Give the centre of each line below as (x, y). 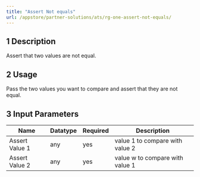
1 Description (31, 41)
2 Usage (22, 74)
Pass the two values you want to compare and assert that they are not (92, 89)
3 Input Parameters (43, 114)
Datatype (64, 131)
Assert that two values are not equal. (51, 56)
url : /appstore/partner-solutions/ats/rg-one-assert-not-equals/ (89, 17)
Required (96, 131)
